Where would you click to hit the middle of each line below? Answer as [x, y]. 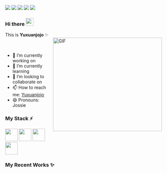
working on [24, 61]
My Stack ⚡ [19, 119]
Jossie [19, 105]
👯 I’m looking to [28, 77]
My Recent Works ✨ [30, 165]
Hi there [15, 24]
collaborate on [27, 82]
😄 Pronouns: [26, 100]
